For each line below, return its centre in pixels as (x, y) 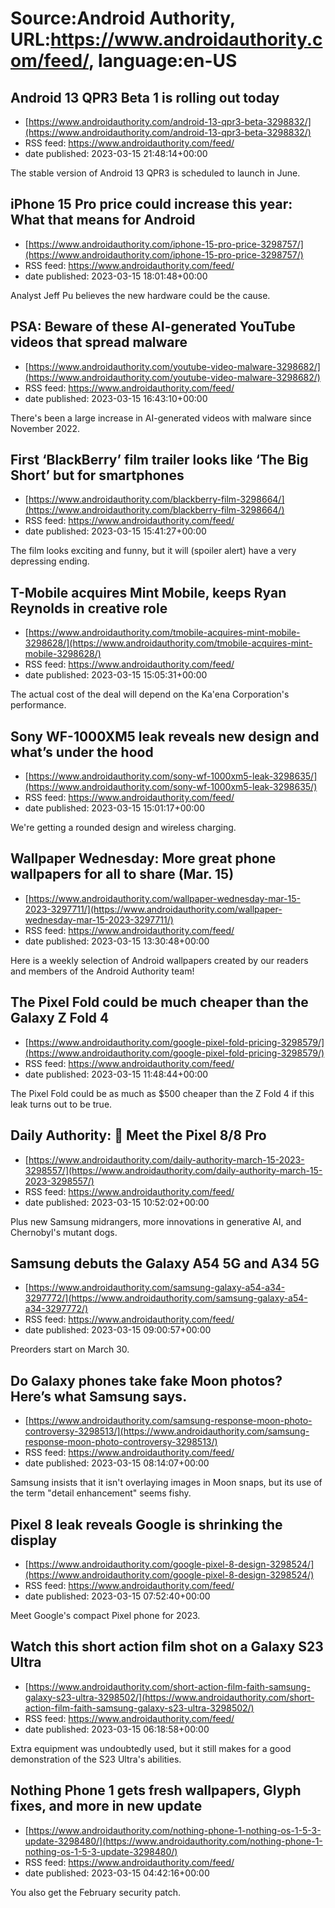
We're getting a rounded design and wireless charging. (123, 828)
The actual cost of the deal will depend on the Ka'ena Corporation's (150, 694)
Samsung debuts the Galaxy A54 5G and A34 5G (165, 1263)
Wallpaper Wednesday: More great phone (143, 858)
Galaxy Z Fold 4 (60, 1018)
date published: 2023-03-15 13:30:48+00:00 (117, 941)
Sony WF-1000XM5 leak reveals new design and (165, 736)
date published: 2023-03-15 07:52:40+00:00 (117, 1596)
